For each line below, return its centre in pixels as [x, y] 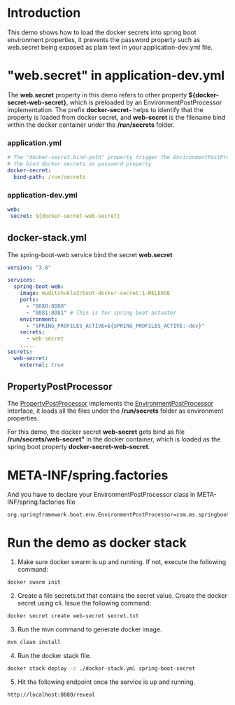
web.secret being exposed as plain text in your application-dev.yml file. [110, 47]
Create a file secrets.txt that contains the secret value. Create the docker [122, 596]
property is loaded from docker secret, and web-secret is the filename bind [116, 117]
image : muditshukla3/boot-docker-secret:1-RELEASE [95, 293]
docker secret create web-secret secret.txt [73, 616]
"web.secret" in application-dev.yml [116, 76]
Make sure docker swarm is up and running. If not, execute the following [122, 562]
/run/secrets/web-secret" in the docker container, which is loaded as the [114, 439]
